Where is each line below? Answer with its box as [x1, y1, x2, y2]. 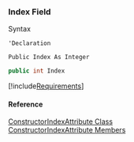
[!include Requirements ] [8, 81, 84, 91]
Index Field [8, 6, 51, 17]
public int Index [8, 67, 65, 75]
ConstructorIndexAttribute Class [8, 117, 113, 126]
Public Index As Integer [8, 54, 90, 62]
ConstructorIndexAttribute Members [8, 125, 126, 135]
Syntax [8, 24, 32, 34]
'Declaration [8, 39, 51, 47]
